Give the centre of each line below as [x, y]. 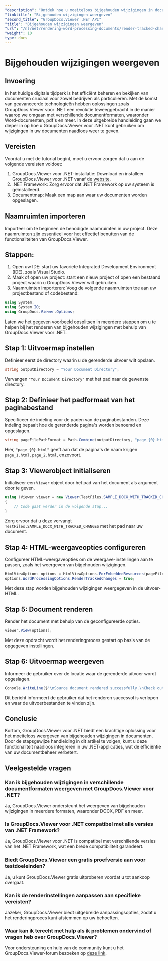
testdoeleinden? [25, 866]
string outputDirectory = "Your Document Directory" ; [62, 369]
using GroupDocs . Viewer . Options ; [40, 312]
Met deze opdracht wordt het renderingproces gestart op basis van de [78, 640]
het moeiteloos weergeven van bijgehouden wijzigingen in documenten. [79, 736]
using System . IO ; [23, 307]
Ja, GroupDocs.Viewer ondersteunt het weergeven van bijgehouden [75, 806]
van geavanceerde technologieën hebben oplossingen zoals [67, 104]
